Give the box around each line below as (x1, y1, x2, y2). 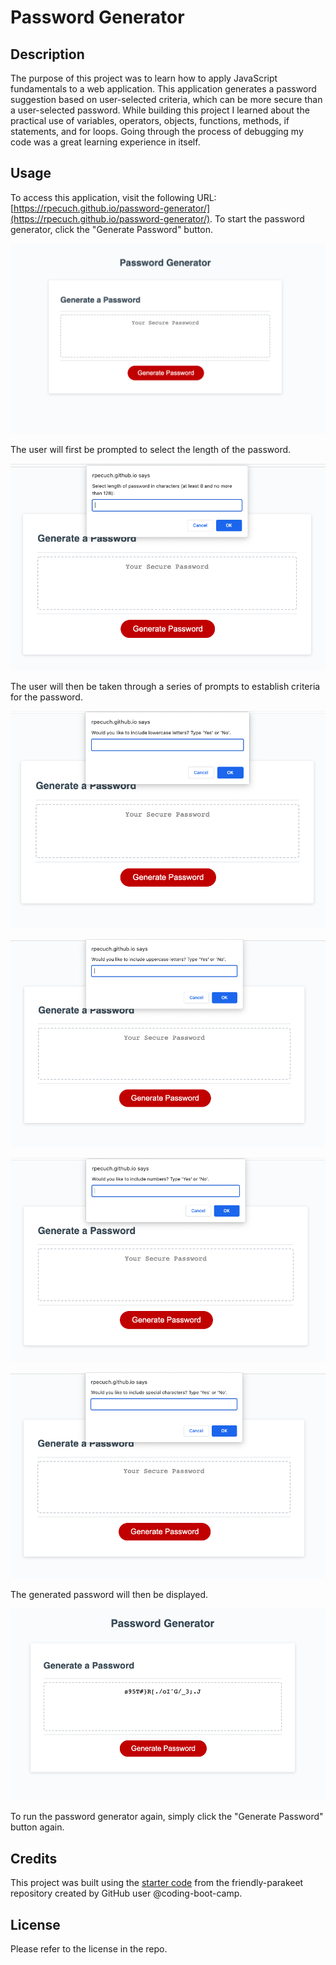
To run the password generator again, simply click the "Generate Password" (10, 1811, 324, 1823)
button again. (10, 1821, 65, 1833)
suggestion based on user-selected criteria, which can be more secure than (10, 94, 323, 105)
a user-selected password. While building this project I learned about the (10, 104, 310, 116)
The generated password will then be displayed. (10, 1588, 209, 1600)
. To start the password (209, 212, 305, 225)
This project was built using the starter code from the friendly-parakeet (10, 1877, 304, 1889)
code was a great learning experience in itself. (10, 136, 201, 148)
